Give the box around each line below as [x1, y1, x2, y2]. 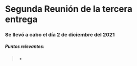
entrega [5, 14, 38, 25]
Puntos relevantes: [5, 43, 45, 49]
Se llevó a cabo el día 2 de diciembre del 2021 [5, 31, 115, 38]
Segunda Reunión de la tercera [5, 3, 133, 15]
